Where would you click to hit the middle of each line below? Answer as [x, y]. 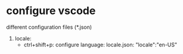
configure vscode [51, 11]
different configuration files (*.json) [49, 27]
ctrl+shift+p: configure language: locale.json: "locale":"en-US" [100, 45]
